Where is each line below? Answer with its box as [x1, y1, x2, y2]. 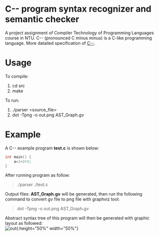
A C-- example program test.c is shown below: [5, 145, 100, 151]
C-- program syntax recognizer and [5, 3, 152, 15]
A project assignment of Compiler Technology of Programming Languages [5, 30, 154, 36]
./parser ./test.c [17, 182, 49, 188]
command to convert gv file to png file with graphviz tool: [5, 196, 120, 202]
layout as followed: [5, 220, 43, 226]
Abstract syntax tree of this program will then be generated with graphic [5, 215, 150, 221]
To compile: [5, 73, 29, 79]
